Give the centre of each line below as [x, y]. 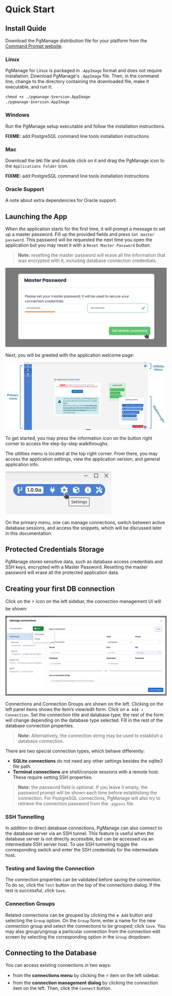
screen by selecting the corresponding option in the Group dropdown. [78, 937]
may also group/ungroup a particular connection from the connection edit [83, 931]
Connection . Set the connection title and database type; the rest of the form [84, 714]
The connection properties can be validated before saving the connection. [84, 880]
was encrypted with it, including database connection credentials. [87, 261]
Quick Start [30, 9]
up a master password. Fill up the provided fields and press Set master [80, 234]
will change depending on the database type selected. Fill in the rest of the [84, 720]
